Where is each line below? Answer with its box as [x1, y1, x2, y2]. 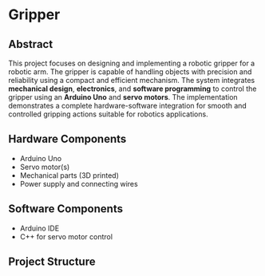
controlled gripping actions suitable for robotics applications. [8, 109, 209, 119]
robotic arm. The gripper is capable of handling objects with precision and [8, 67, 252, 77]
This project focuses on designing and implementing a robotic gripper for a [8, 58, 255, 68]
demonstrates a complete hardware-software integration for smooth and [8, 101, 247, 110]
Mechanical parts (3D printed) [19, 170, 120, 180]
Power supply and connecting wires [19, 179, 138, 188]
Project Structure [8, 255, 96, 269]
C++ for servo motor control [19, 231, 113, 241]
